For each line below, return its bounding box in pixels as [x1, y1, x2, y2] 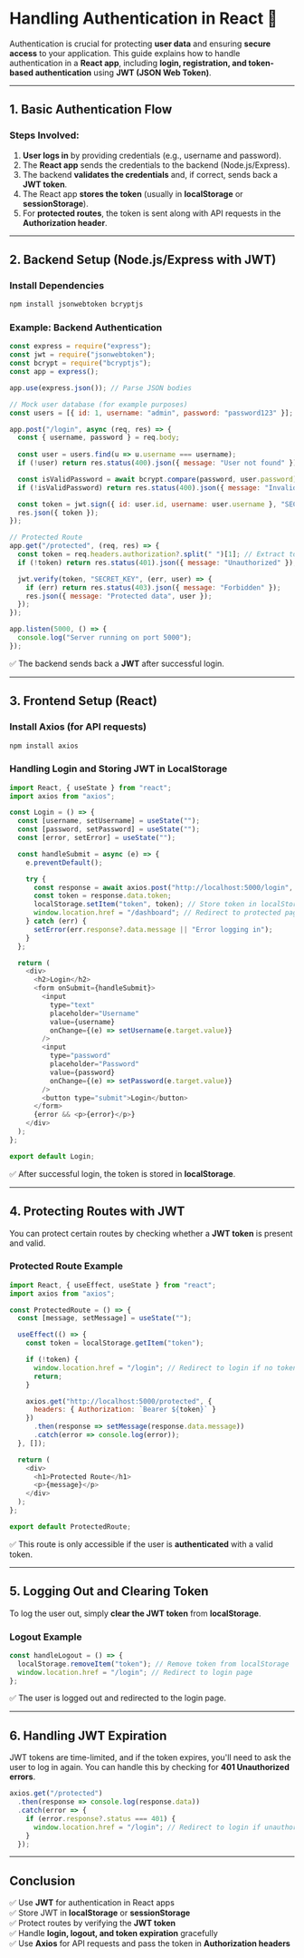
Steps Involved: [9, 129, 80, 142]
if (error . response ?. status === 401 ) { [25, 1814, 176, 1823]
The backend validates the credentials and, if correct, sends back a [22, 169, 279, 180]
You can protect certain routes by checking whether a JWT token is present [9, 1228, 293, 1238]
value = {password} [49, 1068, 116, 1077]
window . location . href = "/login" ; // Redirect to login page [17, 1668, 253, 1677]
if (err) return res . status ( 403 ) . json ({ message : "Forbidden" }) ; [25, 583, 281, 592]
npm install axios [9, 741, 79, 750]
